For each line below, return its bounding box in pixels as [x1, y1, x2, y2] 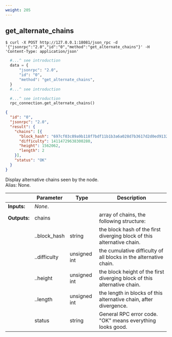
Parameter [36, 194, 63, 201]
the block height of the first [99, 268, 164, 275]
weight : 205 [5, 7, 31, 13]
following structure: [99, 217, 146, 225]
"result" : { [10, 124, 36, 129]
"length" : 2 [18, 148, 45, 153]
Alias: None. [5, 182, 31, 188]
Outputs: [8, 214, 30, 221]
